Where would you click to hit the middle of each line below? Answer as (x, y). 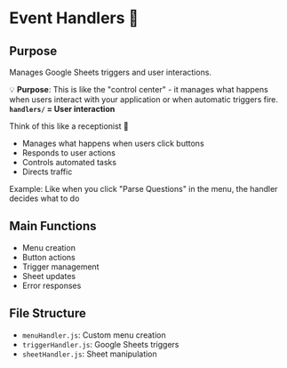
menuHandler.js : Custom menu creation (94, 335)
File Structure (48, 313)
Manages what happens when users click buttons (113, 143)
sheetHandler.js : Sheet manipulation (89, 354)
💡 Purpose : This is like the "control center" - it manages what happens (139, 89)
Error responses (52, 285)
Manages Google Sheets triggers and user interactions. (110, 72)
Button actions (48, 257)
